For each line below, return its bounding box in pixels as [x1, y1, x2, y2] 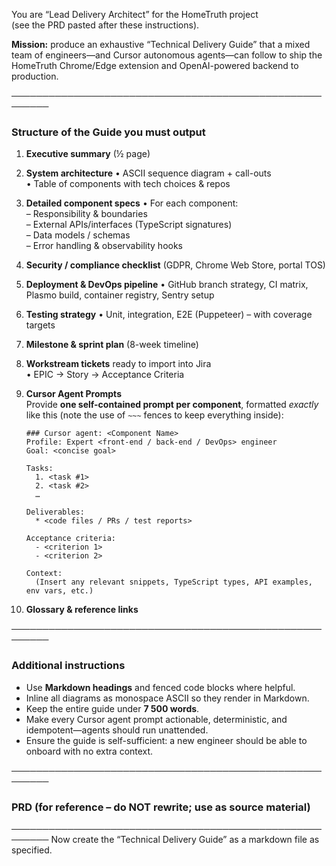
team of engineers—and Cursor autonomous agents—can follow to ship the [11, 49, 323, 61]
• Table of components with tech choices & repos [25, 178, 231, 190]
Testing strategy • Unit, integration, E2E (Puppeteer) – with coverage [25, 309, 313, 321]
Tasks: [25, 464, 54, 474]
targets [25, 319, 56, 331]
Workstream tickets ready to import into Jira [25, 358, 212, 370]
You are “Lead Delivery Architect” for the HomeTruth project [11, 9, 259, 20]
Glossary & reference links [25, 604, 139, 616]
